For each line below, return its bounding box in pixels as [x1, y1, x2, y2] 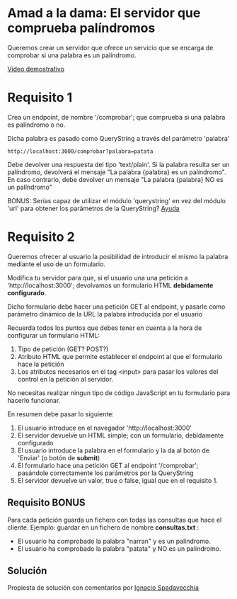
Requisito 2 [7, 229, 76, 245]
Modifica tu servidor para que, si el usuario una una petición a [7, 273, 188, 282]
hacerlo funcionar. [7, 396, 61, 404]
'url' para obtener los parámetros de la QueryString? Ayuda [7, 204, 180, 212]
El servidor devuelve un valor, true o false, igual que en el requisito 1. [17, 476, 218, 484]
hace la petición [17, 360, 64, 368]
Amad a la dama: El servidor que [7, 5, 201, 21]
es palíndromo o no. [7, 120, 66, 129]
